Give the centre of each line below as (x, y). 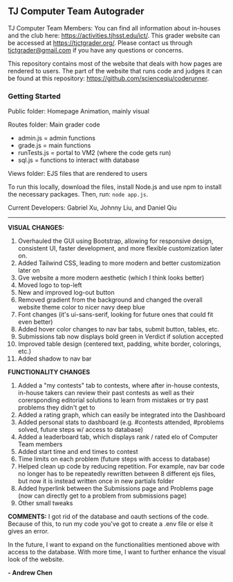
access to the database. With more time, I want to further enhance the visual (117, 552)
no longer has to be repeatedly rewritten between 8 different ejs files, (117, 474)
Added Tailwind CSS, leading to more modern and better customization (119, 263)
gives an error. (28, 531)
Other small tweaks (45, 503)
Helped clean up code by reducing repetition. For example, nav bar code (121, 466)
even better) (35, 322)
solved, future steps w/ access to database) (81, 430)
